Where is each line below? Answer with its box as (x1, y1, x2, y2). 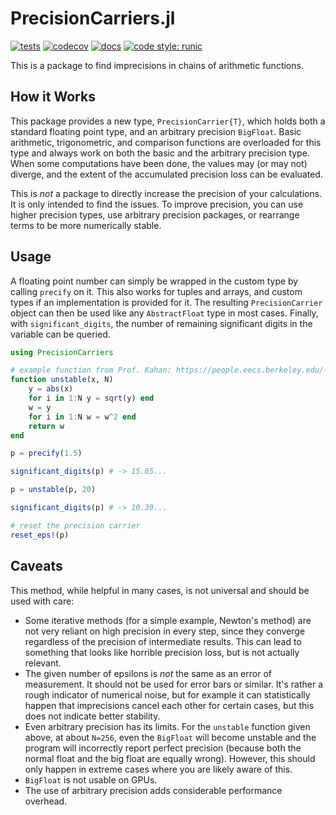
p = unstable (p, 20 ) (10, 485, 97, 495)
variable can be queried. (10, 328, 111, 340)
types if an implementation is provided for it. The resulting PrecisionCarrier (10, 296, 323, 308)
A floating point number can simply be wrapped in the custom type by (10, 275, 299, 287)
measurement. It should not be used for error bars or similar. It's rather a (24, 678, 324, 690)
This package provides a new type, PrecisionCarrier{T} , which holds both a (10, 115, 326, 127)
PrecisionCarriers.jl (10, 7, 176, 30)
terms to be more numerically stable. (10, 219, 162, 231)
